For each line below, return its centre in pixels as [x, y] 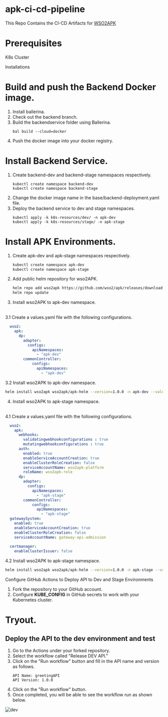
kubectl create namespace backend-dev [53, 184]
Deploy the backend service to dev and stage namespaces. [73, 208]
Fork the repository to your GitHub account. [57, 589]
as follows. [23, 666]
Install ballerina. [28, 112]
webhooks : [28, 435]
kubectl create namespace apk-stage [50, 269]
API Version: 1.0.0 [33, 680]
